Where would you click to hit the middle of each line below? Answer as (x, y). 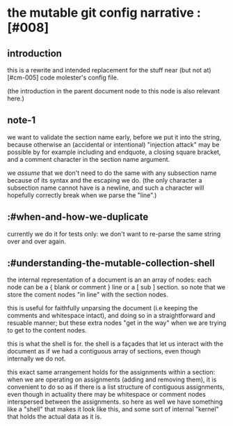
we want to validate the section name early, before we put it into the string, (114, 137)
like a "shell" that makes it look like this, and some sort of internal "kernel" (113, 409)
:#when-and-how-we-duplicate (78, 217)
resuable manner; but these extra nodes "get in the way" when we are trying (117, 323)
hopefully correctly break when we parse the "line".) (82, 195)
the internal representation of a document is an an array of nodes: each (110, 280)
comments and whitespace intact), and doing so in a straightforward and (111, 316)
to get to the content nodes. (47, 330)
